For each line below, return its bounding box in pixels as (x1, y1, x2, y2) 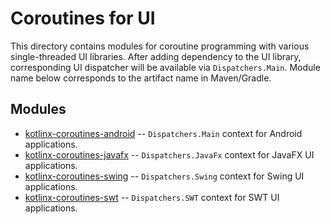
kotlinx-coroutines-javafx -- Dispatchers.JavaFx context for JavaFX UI (24, 148, 315, 161)
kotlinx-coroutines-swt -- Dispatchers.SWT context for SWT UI (24, 191, 280, 203)
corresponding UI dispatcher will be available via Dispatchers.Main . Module (10, 61, 321, 73)
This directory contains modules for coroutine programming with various (10, 40, 310, 52)
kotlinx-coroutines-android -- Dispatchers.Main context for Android (24, 127, 303, 139)
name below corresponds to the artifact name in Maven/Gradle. (10, 72, 272, 84)
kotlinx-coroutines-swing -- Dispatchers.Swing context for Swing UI (24, 170, 305, 182)
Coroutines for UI (10, 7, 156, 30)
